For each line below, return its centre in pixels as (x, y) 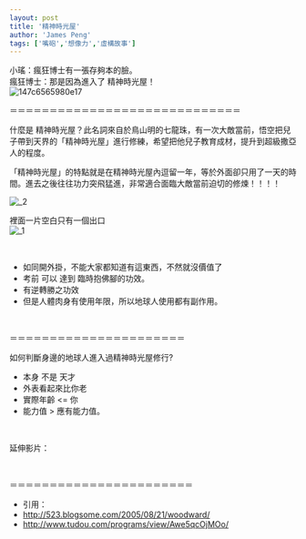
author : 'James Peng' (51, 35)
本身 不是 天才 (49, 377)
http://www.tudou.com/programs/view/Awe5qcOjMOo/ (126, 524)
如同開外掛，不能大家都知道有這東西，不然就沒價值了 (122, 267)
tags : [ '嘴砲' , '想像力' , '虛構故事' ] (73, 43)
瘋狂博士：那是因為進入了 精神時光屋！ (82, 82)
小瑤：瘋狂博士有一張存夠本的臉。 (73, 70)
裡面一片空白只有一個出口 (57, 220)
